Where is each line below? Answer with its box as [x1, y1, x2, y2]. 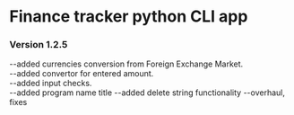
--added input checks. [9, 78, 92, 89]
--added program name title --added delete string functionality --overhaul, [9, 87, 285, 98]
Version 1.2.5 [9, 39, 68, 51]
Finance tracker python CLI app [9, 6, 248, 27]
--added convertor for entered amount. [9, 68, 154, 79]
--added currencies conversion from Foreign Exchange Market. [9, 58, 244, 69]
